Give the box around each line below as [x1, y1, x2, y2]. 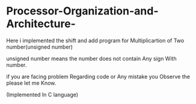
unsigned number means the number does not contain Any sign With [6, 55, 177, 62]
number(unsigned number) [6, 43, 73, 50]
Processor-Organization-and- [6, 4, 159, 18]
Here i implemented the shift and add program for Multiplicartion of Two [6, 37, 185, 44]
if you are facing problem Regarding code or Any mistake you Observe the [6, 73, 191, 80]
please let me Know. [6, 79, 57, 87]
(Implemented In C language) [6, 91, 79, 98]
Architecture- [6, 17, 76, 31]
